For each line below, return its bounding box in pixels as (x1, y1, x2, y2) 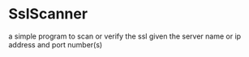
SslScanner (8, 5, 88, 23)
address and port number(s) (8, 39, 103, 49)
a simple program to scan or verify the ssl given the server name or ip (8, 31, 242, 41)
